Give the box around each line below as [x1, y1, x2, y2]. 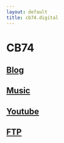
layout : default [6, 9, 48, 15]
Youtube [6, 106, 40, 116]
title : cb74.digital [6, 15, 59, 21]
